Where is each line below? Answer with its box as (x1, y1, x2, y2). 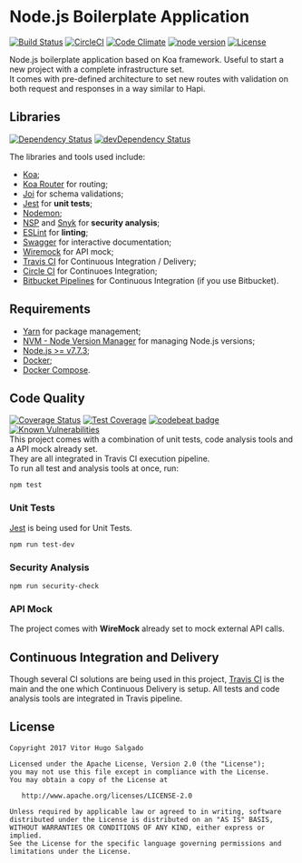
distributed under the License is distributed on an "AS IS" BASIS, (9, 815, 274, 824)
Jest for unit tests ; (22, 197, 93, 208)
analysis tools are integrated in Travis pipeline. (9, 693, 183, 704)
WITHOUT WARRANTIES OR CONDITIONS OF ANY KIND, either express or (9, 823, 266, 832)
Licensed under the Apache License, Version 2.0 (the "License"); (9, 759, 266, 768)
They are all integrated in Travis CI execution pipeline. (9, 453, 210, 465)
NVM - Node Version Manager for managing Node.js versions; (22, 335, 256, 346)
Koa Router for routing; (22, 178, 109, 189)
